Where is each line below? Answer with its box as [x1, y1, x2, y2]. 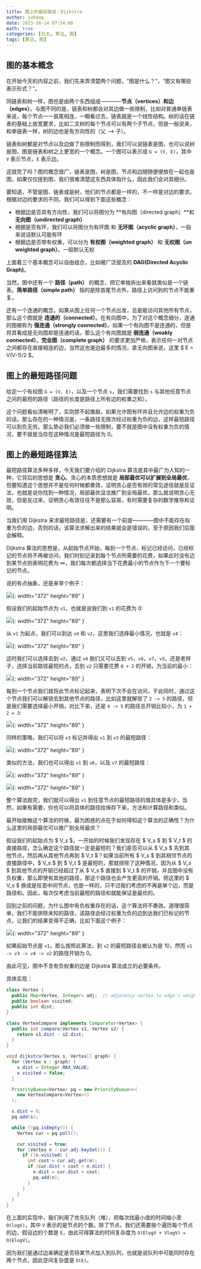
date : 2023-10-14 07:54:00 [6, 20, 74, 26]
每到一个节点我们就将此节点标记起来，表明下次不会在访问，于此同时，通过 [6, 687, 190, 695]
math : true [6, 25, 33, 32]
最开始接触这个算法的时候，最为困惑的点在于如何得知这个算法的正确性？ [6, 817, 184, 824]
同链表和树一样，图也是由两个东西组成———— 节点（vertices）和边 [6, 97, 174, 105]
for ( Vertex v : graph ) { [11, 1059, 77, 1065]
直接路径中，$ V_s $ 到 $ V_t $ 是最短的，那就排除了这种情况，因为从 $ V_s [6, 859, 191, 866]
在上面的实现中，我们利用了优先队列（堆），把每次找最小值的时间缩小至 [6, 1214, 182, 1221]
